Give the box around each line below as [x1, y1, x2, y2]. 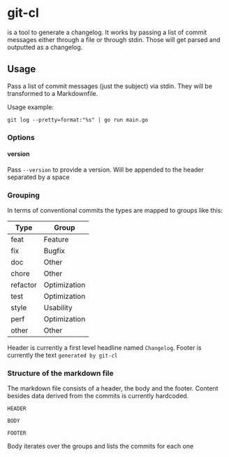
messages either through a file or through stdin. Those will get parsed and [7, 35, 221, 43]
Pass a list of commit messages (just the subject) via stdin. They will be [7, 82, 213, 90]
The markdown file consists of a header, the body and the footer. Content [7, 384, 219, 393]
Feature [43, 234, 69, 244]
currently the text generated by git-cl [7, 351, 118, 360]
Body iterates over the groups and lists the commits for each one [7, 442, 194, 451]
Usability [43, 303, 73, 313]
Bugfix [43, 246, 65, 256]
